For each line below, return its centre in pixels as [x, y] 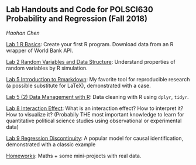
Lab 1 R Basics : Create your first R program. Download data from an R [90, 44]
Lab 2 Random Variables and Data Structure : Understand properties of [91, 61]
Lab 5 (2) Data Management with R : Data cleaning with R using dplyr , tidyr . [97, 97]
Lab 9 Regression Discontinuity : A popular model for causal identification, [95, 138]
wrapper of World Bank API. [39, 50]
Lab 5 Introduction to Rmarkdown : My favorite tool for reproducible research [98, 79]
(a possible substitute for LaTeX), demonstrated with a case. [78, 85]
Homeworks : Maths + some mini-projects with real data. [74, 156]
